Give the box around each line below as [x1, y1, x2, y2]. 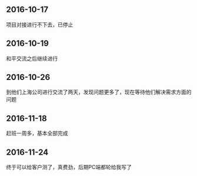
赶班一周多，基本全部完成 [6, 129, 68, 137]
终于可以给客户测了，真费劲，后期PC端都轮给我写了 [6, 164, 132, 171]
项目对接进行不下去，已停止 [6, 21, 74, 28]
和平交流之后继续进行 [6, 55, 58, 62]
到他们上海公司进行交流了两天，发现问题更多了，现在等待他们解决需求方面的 [6, 88, 192, 96]
